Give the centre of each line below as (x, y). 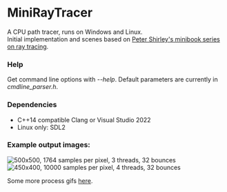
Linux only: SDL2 (41, 127)
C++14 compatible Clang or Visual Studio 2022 (84, 119)
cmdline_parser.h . (33, 87)
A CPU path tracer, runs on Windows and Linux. (75, 32)
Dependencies (32, 105)
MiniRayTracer (50, 13)
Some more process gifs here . (50, 180)
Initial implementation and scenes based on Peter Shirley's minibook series (114, 39)
